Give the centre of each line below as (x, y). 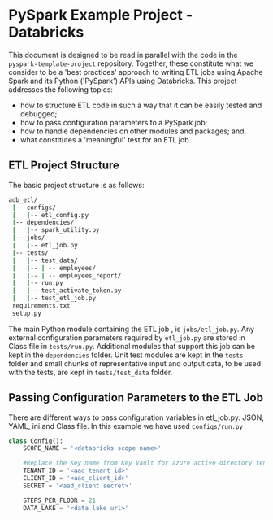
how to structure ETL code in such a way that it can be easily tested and (141, 105)
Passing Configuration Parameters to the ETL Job (136, 398)
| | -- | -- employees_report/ (67, 275)
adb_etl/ (23, 200)
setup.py (27, 313)
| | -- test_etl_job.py (54, 299)
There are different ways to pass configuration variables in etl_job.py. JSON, (136, 417)
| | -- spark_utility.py (56, 230)
